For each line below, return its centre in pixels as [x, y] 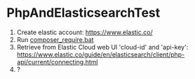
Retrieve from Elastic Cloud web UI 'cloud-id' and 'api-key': [102, 47]
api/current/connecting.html [57, 62]
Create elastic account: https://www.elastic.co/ [85, 32]
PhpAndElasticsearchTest [83, 13]
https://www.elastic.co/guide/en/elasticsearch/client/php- [101, 55]
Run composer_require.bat [55, 39]
